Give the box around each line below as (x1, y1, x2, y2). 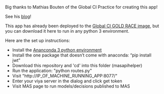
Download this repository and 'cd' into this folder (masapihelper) (12, 63, 142, 68)
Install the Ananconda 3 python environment (12, 47, 102, 53)
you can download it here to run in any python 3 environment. (5, 28, 130, 34)
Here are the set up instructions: (5, 38, 70, 43)
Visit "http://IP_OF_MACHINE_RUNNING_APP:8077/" (12, 73, 117, 78)
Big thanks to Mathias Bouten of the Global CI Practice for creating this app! (5, 4, 158, 10)
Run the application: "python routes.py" (12, 68, 92, 74)
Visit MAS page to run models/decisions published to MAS (12, 83, 130, 89)
